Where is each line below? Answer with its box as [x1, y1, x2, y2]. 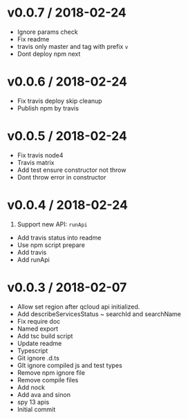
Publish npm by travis [17, 104, 79, 112]
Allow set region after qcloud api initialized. [17, 302, 140, 311]
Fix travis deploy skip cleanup [17, 97, 102, 105]
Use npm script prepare [17, 240, 85, 249]
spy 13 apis [17, 398, 50, 406]
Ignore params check [17, 28, 78, 36]
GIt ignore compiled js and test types [17, 361, 122, 369]
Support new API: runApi [17, 220, 88, 228]
